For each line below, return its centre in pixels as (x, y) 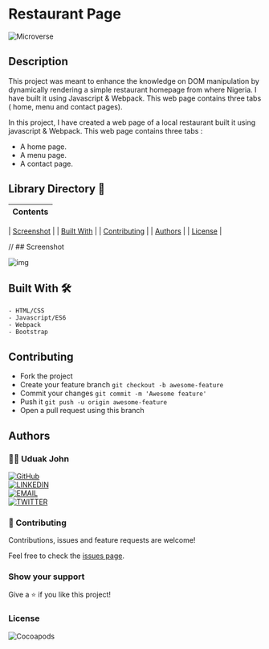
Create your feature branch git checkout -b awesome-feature (122, 385)
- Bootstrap (28, 332)
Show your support (47, 577)
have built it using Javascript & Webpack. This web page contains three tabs (135, 98)
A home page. (43, 147)
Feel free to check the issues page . (66, 556)
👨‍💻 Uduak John (39, 458)
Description (38, 62)
